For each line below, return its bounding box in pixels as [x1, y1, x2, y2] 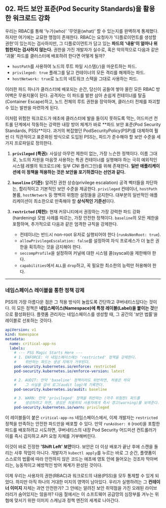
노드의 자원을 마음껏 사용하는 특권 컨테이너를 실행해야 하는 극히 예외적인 [19, 156, 158, 162]
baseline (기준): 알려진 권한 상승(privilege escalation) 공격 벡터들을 [12, 180, 145, 185]
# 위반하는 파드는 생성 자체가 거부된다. [14, 360, 90, 365]
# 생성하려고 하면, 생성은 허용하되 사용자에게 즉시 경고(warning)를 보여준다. [14, 400, 160, 406]
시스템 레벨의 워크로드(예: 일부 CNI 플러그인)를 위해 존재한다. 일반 [12, 163, 139, 169]
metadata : [5, 336, 26, 341]
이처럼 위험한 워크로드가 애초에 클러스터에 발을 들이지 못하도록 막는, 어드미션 [5, 115, 153, 121]
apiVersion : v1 [5, 327, 37, 332]
